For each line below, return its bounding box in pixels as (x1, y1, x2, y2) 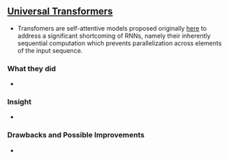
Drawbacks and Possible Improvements (7, 130, 145, 140)
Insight (7, 97, 31, 107)
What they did (7, 63, 56, 73)
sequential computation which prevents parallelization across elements (17, 38, 222, 47)
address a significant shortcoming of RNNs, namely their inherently (17, 31, 211, 40)
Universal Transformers (7, 6, 113, 17)
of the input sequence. (17, 46, 83, 54)
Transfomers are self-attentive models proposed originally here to (17, 24, 207, 32)
